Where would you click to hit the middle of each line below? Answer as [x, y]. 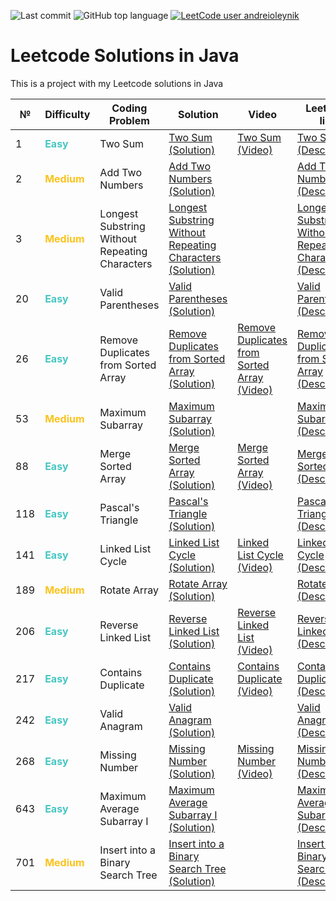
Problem [129, 120]
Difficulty [67, 114]
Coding [129, 108]
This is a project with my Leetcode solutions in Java [117, 83]
